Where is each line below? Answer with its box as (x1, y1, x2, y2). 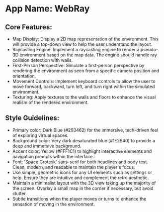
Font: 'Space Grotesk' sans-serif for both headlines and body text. (12, 159, 148, 165)
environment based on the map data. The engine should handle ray (19, 52, 158, 58)
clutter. (12, 190, 27, 197)
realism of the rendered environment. (12, 100, 89, 105)
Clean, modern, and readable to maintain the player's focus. (12, 164, 135, 170)
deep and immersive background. (12, 143, 82, 149)
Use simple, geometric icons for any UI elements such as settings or (12, 169, 153, 175)
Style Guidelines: (5, 114, 60, 122)
